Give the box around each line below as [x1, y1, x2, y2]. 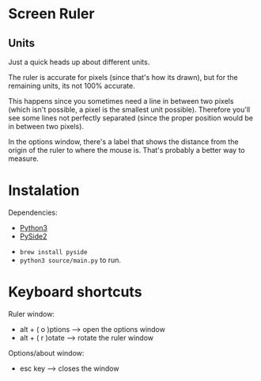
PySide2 [19, 231, 47, 241]
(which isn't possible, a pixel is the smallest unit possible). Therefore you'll [8, 105, 251, 114]
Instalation [8, 181, 80, 200]
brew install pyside [19, 248, 88, 256]
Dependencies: [8, 208, 58, 217]
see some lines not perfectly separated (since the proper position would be [8, 113, 253, 123]
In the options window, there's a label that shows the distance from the [8, 137, 239, 147]
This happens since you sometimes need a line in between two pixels [8, 97, 234, 105]
